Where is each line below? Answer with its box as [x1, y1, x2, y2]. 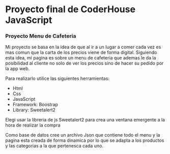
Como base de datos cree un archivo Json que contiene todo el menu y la [5, 132, 160, 138]
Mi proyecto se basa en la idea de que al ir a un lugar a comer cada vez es [5, 44, 161, 50]
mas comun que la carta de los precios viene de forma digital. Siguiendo [5, 49, 157, 55]
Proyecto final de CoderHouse [5, 4, 136, 15]
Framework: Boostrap [12, 102, 59, 108]
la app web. [5, 66, 30, 72]
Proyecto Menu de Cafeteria [5, 33, 76, 40]
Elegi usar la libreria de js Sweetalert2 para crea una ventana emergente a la [5, 117, 165, 123]
